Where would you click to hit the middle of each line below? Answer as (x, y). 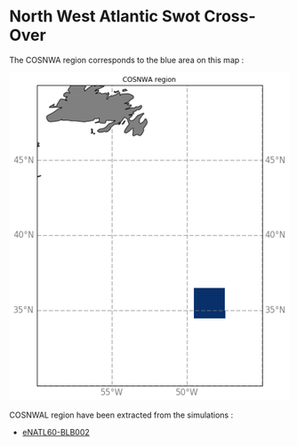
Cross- (230, 16)
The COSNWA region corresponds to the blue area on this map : (127, 60)
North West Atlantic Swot (105, 16)
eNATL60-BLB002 (56, 433)
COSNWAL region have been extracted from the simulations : (121, 415)
